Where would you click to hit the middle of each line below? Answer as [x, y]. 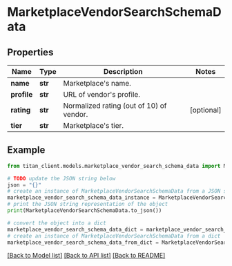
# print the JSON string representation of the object [88, 205]
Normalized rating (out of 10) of [115, 106]
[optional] [205, 110]
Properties [30, 52]
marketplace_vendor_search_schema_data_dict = [75, 229]
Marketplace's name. [97, 83]
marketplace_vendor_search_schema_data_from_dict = [83, 243]
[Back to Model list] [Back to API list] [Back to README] [86, 256]
